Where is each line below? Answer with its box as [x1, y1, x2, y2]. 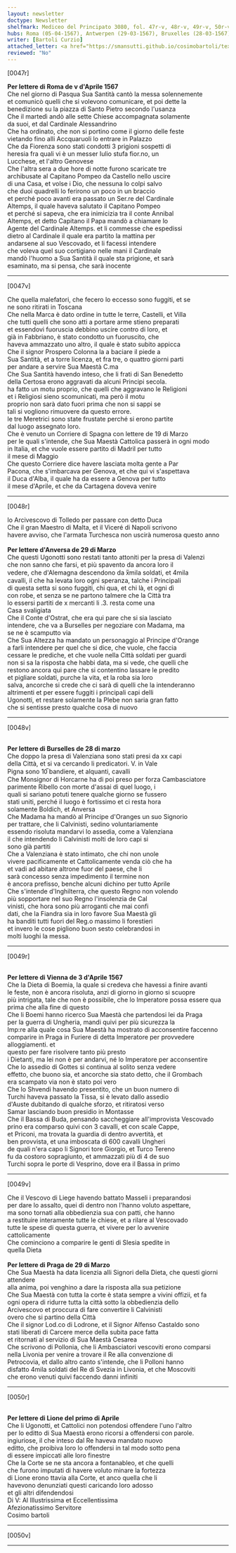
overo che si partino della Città [7, 1313, 96, 1321]
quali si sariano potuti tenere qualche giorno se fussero [7, 789, 167, 798]
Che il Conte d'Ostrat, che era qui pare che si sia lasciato [7, 613, 172, 622]
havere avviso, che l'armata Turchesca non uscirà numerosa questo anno [7, 530, 220, 539]
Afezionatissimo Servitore [7, 1503, 82, 1512]
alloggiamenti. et [7, 1040, 55, 1049]
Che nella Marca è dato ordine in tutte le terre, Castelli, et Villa [7, 310, 187, 318]
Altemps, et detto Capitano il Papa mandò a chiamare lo [7, 216, 169, 225]
